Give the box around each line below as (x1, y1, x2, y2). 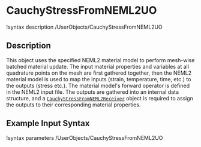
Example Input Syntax (6, 118, 90, 128)
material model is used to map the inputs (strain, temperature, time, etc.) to (6, 75, 191, 82)
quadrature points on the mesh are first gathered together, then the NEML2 (6, 69, 192, 76)
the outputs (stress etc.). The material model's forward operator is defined (6, 82, 190, 89)
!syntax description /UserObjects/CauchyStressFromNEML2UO (6, 23, 163, 30)
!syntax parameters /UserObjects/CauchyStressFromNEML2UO (6, 134, 163, 141)
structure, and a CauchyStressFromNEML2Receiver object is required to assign (6, 94, 194, 102)
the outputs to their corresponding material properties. (6, 101, 141, 108)
